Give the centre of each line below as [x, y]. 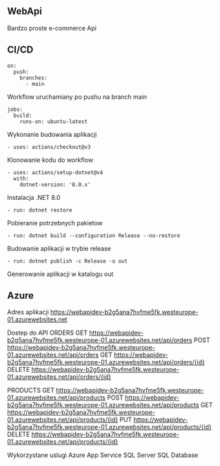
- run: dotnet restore [40, 210]
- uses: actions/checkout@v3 [49, 147]
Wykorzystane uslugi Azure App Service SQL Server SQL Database [103, 455]
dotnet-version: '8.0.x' [55, 185]
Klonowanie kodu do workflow [50, 160]
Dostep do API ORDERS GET [48, 333]
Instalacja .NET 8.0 [34, 197]
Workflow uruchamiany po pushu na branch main [77, 97]
